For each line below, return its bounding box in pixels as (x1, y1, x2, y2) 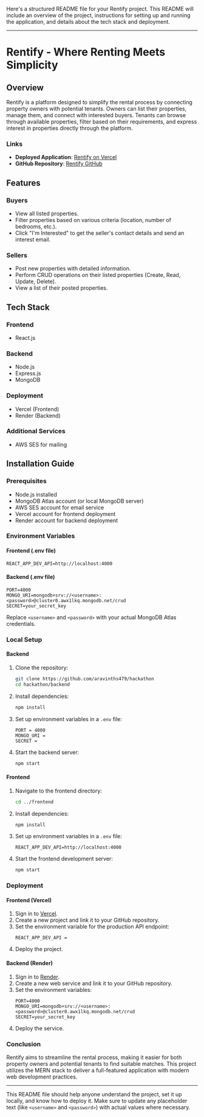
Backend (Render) (6, 960, 53, 967)
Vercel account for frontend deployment (15, 510, 116, 517)
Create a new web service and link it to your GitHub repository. (15, 979, 173, 987)
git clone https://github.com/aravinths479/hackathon (15, 676, 154, 682)
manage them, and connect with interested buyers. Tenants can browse (6, 112, 186, 118)
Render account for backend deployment (15, 517, 118, 524)
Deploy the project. (15, 946, 64, 953)
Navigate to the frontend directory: (15, 787, 102, 794)
